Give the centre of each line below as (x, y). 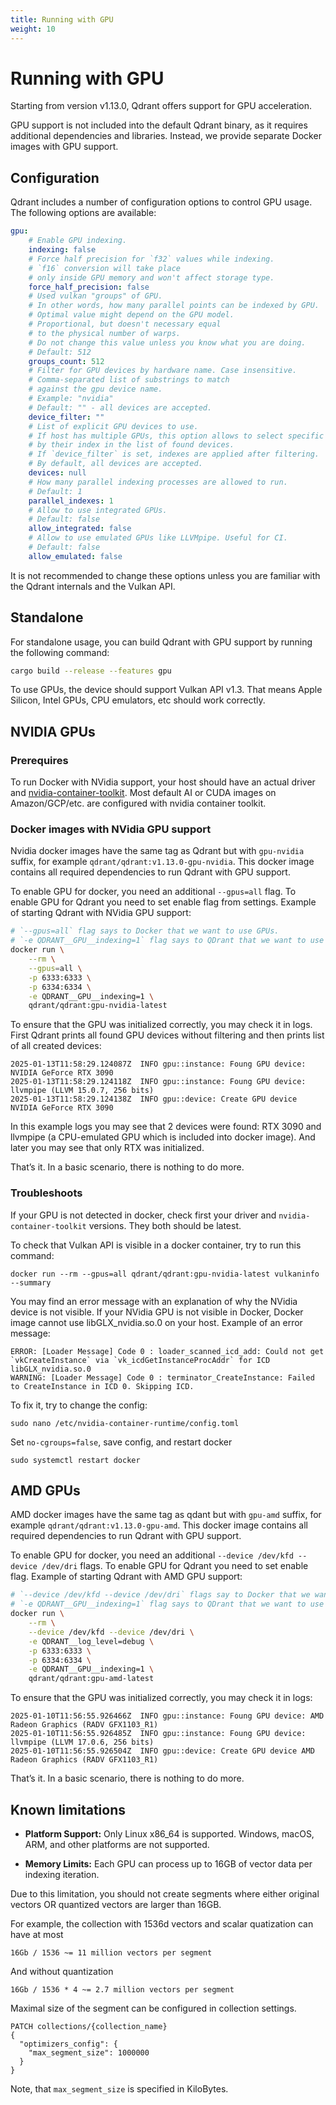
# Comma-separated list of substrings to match (129, 380)
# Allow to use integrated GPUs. (98, 510)
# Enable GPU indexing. (78, 241)
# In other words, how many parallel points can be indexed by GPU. (174, 306)
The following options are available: (83, 213)
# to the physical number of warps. (105, 333)
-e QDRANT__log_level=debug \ (91, 1641)
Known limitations (68, 1809)
